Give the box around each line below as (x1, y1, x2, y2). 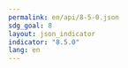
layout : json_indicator (8, 29, 96, 38)
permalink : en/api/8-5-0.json (8, 12, 120, 22)
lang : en (8, 46, 41, 55)
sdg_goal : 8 (8, 21, 52, 30)
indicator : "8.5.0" (8, 37, 80, 47)
